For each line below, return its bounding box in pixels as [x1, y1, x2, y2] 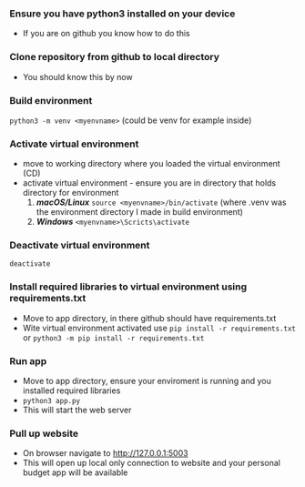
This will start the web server [22, 404, 132, 416]
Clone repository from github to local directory [9, 51, 220, 64]
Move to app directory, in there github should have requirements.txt [22, 312, 277, 323]
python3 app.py [22, 397, 81, 406]
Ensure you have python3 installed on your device [9, 7, 236, 20]
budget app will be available [22, 467, 128, 478]
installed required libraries [22, 385, 121, 396]
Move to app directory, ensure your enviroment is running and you [22, 376, 271, 387]
